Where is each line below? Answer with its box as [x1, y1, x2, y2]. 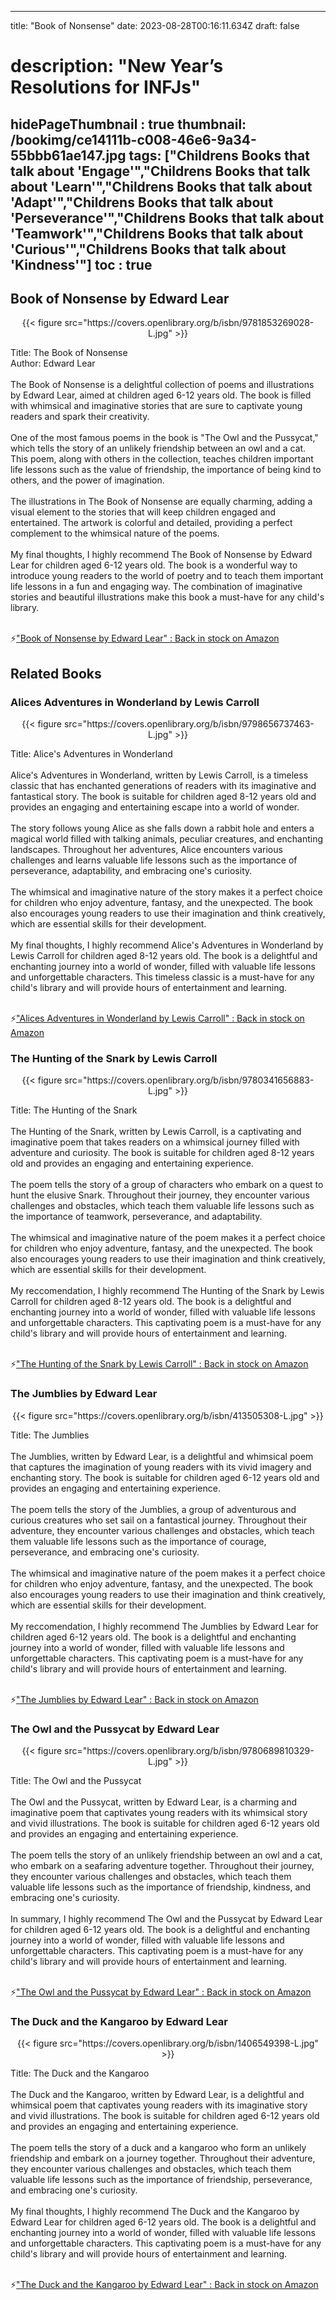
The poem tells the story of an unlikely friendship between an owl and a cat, [10, 1849, 323, 1861]
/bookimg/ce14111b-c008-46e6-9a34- [10, 131, 257, 148]
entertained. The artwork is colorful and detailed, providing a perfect [10, 517, 293, 529]
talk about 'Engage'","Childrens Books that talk [10, 162, 311, 180]
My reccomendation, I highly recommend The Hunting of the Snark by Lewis [10, 1285, 325, 1297]
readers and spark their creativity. [10, 411, 150, 423]
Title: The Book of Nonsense [10, 347, 128, 359]
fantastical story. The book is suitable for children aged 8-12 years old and [10, 791, 317, 803]
